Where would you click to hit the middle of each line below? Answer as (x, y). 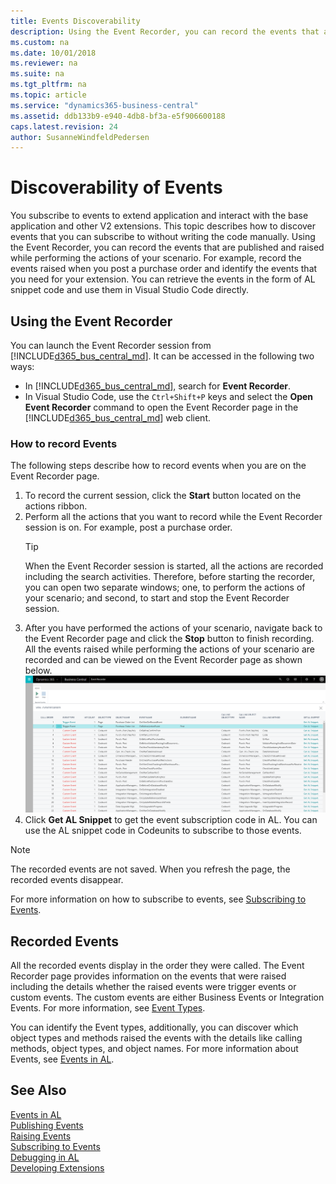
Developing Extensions (57, 1167)
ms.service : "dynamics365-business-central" (104, 105)
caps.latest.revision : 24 (64, 126)
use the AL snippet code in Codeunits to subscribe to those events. (163, 831)
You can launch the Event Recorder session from (111, 345)
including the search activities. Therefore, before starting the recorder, (170, 577)
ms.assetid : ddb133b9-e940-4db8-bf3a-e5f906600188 (118, 116)
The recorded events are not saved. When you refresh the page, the (150, 869)
